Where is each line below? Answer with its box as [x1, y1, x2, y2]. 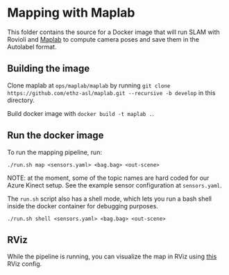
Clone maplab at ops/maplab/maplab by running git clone [7, 81, 171, 90]
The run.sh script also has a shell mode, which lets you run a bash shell [7, 194, 212, 203]
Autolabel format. [7, 42, 57, 51]
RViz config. [7, 260, 42, 268]
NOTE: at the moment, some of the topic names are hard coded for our [7, 174, 210, 182]
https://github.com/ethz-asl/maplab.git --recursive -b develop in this [7, 88, 216, 97]
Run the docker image [7, 130, 104, 142]
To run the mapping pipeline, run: [7, 148, 103, 156]
